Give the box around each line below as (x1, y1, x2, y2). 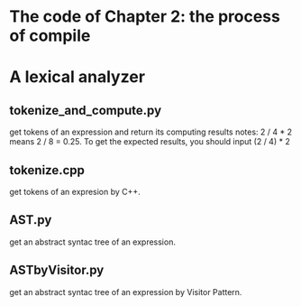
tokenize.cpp (9, 162, 86, 178)
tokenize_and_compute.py (9, 102, 162, 118)
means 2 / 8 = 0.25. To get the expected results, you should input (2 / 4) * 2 (9, 136, 290, 147)
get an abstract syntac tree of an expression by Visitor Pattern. (9, 286, 242, 297)
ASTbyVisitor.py (9, 263, 105, 278)
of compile (9, 25, 91, 46)
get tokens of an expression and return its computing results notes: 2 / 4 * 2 (9, 126, 293, 137)
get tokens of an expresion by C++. (9, 187, 141, 197)
